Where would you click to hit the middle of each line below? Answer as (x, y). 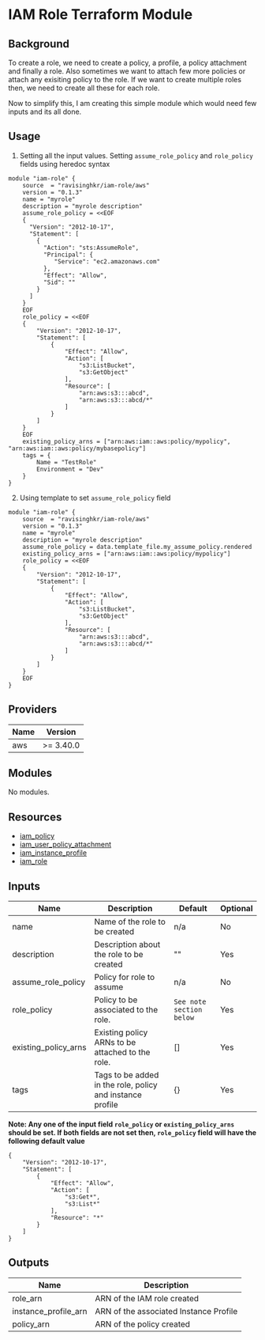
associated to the (126, 1010)
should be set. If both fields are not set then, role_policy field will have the (132, 1133)
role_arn (27, 1298)
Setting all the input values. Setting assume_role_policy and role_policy (136, 155)
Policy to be (116, 1000)
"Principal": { (68, 255)
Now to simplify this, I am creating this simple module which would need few (132, 103)
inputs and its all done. (45, 112)
